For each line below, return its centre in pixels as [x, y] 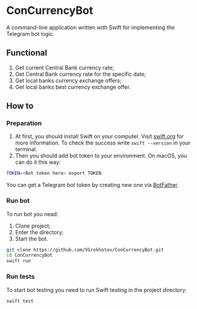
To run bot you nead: [32, 214]
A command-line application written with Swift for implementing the [91, 27]
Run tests [21, 277]
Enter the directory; [39, 232]
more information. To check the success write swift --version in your [103, 143]
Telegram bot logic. [30, 33]
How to [20, 106]
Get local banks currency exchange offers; [68, 80]
